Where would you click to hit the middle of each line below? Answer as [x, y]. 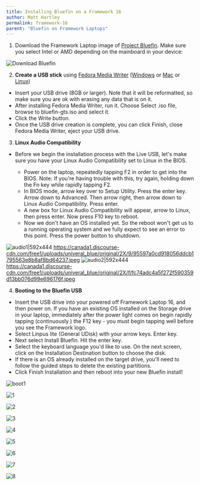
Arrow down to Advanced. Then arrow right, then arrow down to [103, 197]
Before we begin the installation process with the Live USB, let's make [101, 154]
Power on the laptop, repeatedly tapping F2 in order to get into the [105, 172]
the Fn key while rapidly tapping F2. [67, 185]
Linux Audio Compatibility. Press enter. [71, 204]
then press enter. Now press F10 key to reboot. [81, 216]
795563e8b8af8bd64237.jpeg [43, 260]
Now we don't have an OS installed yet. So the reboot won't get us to [109, 223]
